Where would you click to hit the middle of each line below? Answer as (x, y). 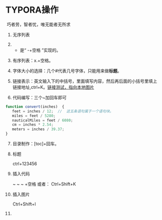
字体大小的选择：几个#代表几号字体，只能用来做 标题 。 (67, 70)
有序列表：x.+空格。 (33, 60)
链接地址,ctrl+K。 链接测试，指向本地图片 (53, 87)
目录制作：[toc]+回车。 (36, 144)
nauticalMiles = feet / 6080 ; (42, 120)
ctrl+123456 (25, 164)
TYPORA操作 (32, 10)
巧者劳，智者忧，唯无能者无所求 (39, 24)
